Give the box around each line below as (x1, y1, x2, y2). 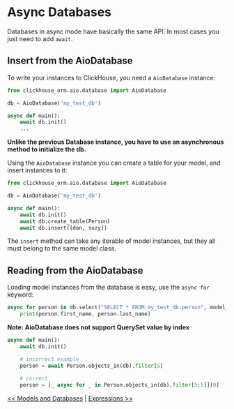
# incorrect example (19, 355, 79, 363)
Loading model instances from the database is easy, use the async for (7, 283, 210, 292)
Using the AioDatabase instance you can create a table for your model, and (7, 158, 221, 168)
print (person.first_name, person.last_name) (19, 311, 151, 318)
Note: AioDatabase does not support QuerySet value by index (7, 322, 190, 332)
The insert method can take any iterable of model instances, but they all (7, 237, 216, 245)
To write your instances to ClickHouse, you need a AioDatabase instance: (7, 73, 216, 82)
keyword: (7, 290, 34, 299)
